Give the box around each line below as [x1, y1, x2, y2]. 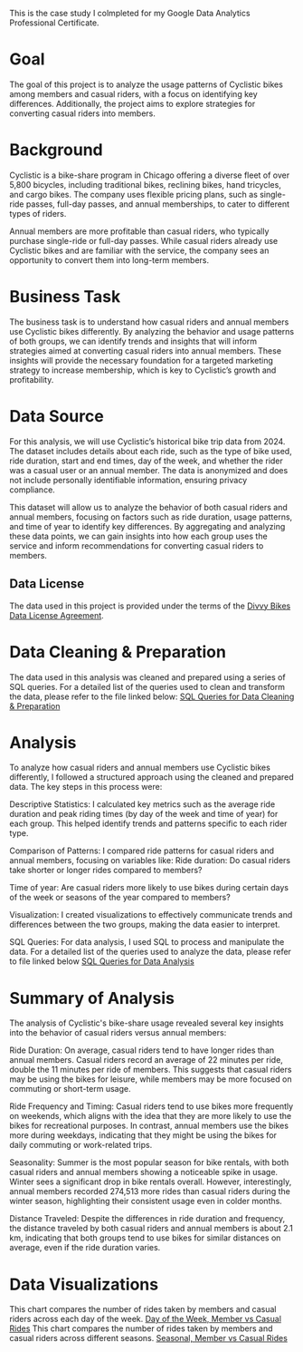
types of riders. [9, 208, 67, 219]
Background [9, 140, 103, 160]
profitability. [9, 374, 54, 384]
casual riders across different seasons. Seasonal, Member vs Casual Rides [9, 1333, 288, 1344]
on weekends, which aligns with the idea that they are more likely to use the [9, 1111, 292, 1122]
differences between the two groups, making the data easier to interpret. [9, 919, 280, 930]
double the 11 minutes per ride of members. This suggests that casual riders [9, 1065, 292, 1075]
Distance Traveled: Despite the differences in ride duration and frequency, [9, 1213, 286, 1224]
